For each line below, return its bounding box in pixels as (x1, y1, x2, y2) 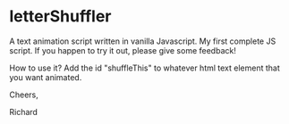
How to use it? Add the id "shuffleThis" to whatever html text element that (9, 62, 280, 73)
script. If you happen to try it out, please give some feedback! (9, 45, 237, 55)
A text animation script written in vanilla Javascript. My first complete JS (9, 36, 276, 46)
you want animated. (9, 71, 82, 82)
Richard (9, 106, 38, 117)
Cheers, (9, 89, 38, 100)
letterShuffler (9, 6, 112, 27)
